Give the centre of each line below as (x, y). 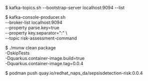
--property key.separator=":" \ (36, 33)
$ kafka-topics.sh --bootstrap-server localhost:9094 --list (65, 8)
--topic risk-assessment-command (41, 38)
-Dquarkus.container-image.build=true (45, 58)
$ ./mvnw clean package (31, 48)
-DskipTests (17, 53)
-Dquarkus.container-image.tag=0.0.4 (44, 63)
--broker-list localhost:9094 (34, 22)
